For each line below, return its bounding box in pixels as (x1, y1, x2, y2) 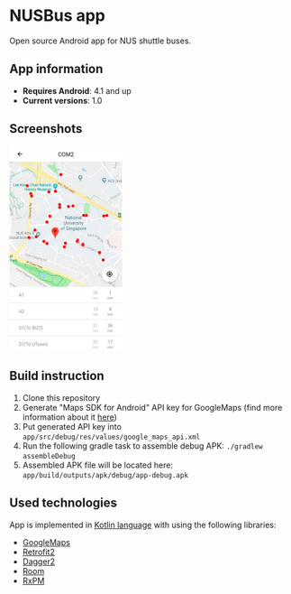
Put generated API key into (22, 421, 122, 432)
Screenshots (9, 121, 83, 136)
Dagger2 (22, 556, 56, 567)
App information (9, 61, 104, 77)
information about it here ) (22, 412, 117, 422)
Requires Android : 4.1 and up (22, 85, 132, 96)
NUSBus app (9, 5, 105, 26)
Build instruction (9, 368, 105, 384)
